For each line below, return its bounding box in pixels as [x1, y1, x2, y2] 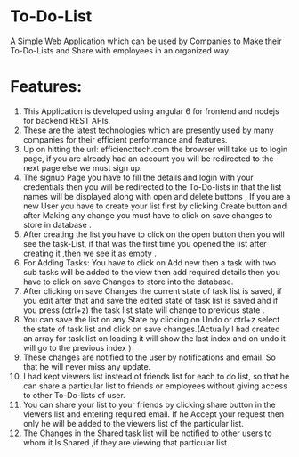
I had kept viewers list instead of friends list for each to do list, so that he [22, 371, 290, 381]
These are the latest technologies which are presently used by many [22, 125, 274, 135]
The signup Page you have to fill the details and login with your [22, 172, 255, 183]
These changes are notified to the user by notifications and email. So [22, 352, 277, 363]
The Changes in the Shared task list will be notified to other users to [22, 428, 272, 438]
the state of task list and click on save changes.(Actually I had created [22, 323, 280, 334]
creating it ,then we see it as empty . [22, 248, 157, 258]
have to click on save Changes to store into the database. [22, 276, 234, 287]
